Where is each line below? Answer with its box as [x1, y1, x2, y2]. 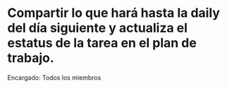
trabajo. [7, 50, 54, 66]
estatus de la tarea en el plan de [7, 35, 197, 51]
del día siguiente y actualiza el [7, 20, 188, 36]
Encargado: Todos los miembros [7, 73, 102, 82]
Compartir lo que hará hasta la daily [7, 5, 221, 21]
